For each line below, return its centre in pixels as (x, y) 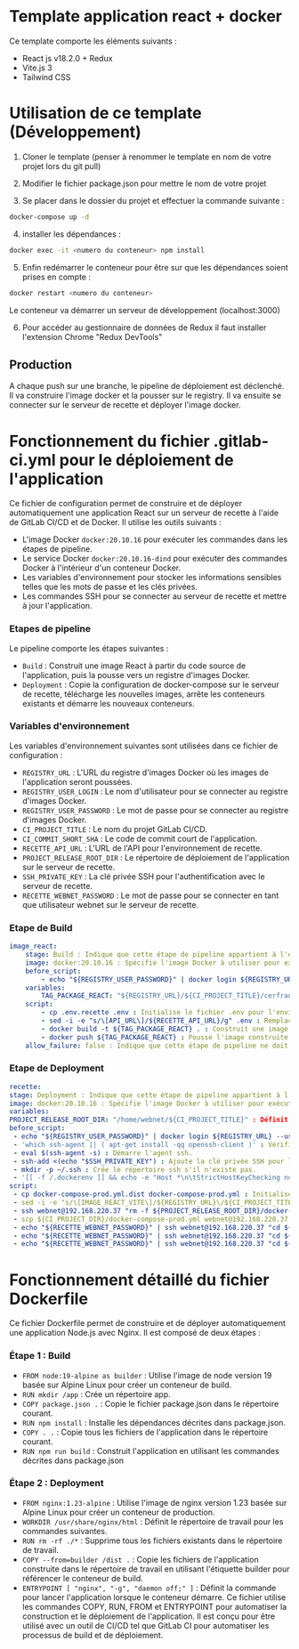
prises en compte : (57, 277)
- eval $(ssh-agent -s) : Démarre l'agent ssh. (103, 1153)
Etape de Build (41, 927)
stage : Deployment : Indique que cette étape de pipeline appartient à (145, 1095)
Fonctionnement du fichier (110, 441)
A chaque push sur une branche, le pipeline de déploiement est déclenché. (147, 386)
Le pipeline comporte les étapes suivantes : (89, 648)
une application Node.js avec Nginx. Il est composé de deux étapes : (135, 1333)
